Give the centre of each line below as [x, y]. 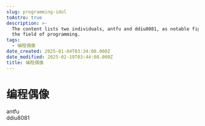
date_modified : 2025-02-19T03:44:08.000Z [60, 57]
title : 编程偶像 [25, 62]
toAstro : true [24, 18]
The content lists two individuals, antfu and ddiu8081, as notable [101, 29]
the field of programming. [46, 35]
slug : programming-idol [37, 12]
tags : [13, 40]
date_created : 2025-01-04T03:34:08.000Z [59, 51]
